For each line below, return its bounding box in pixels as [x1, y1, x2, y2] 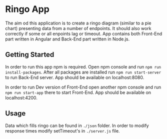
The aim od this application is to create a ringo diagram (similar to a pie [5, 20, 151, 26]
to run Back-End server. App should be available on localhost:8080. [5, 74, 144, 80]
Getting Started [5, 50, 54, 59]
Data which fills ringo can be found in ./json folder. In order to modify [5, 122, 149, 128]
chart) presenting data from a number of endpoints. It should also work [5, 25, 151, 31]
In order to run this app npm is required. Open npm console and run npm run [5, 63, 161, 69]
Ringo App [5, 3, 50, 15]
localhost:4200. [5, 94, 37, 100]
